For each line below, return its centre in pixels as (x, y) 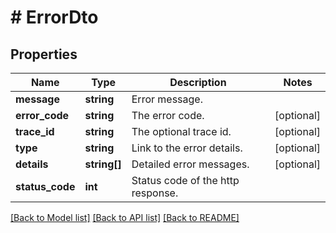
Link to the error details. (187, 148)
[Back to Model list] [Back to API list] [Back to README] (125, 217)
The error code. (168, 115)
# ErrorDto (54, 17)
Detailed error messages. (190, 164)
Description (198, 82)
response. (155, 193)
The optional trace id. (181, 131)
